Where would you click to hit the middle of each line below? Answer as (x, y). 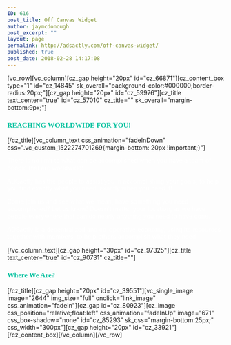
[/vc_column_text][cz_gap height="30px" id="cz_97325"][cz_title (99, 250)
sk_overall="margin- (164, 100)
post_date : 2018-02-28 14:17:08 (53, 59)
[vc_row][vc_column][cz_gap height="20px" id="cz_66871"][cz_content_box (115, 78)
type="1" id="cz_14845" (41, 85)
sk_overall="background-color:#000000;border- (145, 85)
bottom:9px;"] (27, 107)
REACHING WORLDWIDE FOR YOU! (69, 125)
